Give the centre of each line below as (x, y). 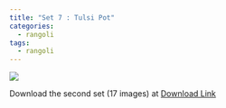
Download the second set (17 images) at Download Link (113, 94)
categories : (32, 26)
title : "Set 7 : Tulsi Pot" (62, 18)
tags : (19, 43)
